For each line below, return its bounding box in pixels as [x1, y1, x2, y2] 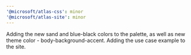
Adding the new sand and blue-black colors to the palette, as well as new [6, 30, 186, 37]
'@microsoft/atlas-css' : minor [6, 8, 84, 15]
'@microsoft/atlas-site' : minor [6, 14, 86, 20]
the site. [6, 43, 26, 50]
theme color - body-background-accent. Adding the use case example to [6, 37, 186, 44]
